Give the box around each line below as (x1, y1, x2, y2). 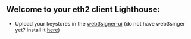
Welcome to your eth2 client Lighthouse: (6, 5, 161, 15)
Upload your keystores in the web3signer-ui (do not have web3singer (14, 20, 186, 27)
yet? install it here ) (14, 26, 61, 33)
